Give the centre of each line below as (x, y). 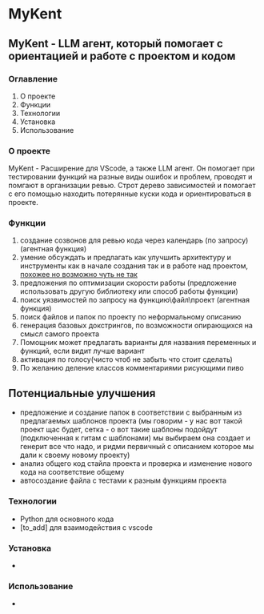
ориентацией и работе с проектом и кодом (122, 56)
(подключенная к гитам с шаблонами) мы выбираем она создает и (135, 438)
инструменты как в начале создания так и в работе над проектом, (134, 266)
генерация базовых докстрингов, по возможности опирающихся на (136, 326)
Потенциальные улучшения (82, 393)
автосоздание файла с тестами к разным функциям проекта (123, 480)
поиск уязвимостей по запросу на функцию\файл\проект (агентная (135, 300)
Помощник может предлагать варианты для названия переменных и (138, 343)
